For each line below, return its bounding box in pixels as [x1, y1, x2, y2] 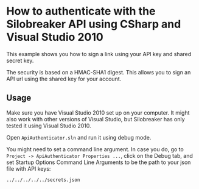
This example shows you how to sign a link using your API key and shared [6, 50, 192, 57]
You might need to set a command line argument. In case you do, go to [6, 145, 184, 153]
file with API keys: [6, 165, 51, 172]
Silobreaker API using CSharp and [6, 17, 181, 31]
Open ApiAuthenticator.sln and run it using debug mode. [6, 134, 152, 141]
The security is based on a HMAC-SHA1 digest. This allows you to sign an [6, 68, 191, 76]
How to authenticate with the [6, 4, 156, 18]
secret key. [6, 57, 34, 64]
